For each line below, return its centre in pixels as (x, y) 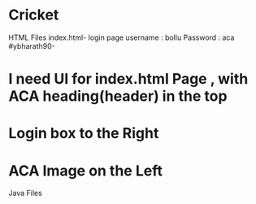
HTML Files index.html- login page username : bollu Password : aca (121, 37)
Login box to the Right (84, 134)
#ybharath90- (32, 46)
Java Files (25, 193)
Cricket (34, 15)
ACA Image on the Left (85, 170)
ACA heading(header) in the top (118, 96)
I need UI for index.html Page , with (128, 79)
